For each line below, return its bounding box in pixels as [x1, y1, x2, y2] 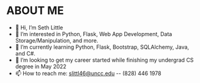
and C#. [15, 49, 35, 57]
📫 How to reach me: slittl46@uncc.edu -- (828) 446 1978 [15, 70, 161, 77]
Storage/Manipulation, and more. [15, 37, 98, 44]
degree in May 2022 [15, 62, 67, 70]
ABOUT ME [6, 4, 64, 18]
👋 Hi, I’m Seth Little [15, 24, 63, 31]
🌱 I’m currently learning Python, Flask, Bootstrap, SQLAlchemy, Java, [15, 43, 190, 51]
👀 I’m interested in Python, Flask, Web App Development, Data [15, 30, 172, 37]
